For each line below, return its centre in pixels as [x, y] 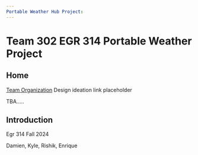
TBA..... [15, 101]
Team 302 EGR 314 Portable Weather [99, 41]
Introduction [30, 120]
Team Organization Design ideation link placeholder [69, 90]
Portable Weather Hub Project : [45, 12]
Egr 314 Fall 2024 [28, 134]
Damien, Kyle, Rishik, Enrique [42, 145]
